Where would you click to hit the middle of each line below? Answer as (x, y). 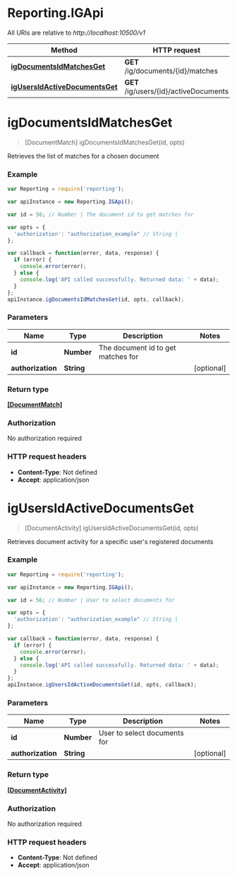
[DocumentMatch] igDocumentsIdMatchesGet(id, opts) (104, 142)
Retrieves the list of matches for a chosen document (83, 156)
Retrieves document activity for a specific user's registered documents (110, 541)
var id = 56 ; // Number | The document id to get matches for (101, 214)
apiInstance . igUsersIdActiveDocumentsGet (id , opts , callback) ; (102, 685)
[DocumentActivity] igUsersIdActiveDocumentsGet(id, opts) (111, 528)
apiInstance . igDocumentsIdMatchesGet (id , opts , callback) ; (96, 299)
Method (64, 50)
